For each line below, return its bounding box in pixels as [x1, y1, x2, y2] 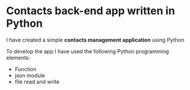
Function [14, 65, 37, 72]
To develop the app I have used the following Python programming [6, 47, 169, 54]
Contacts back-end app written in [6, 4, 175, 18]
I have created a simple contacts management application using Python [6, 36, 185, 43]
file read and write [14, 78, 60, 85]
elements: [6, 54, 31, 61]
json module [14, 72, 46, 79]
